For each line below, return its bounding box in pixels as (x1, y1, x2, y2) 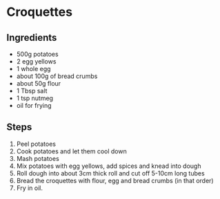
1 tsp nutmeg (16, 94, 53, 102)
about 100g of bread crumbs (16, 72, 98, 80)
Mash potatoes (16, 154, 59, 162)
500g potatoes (16, 50, 59, 58)
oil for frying (16, 102, 52, 109)
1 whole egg (16, 65, 51, 73)
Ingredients (6, 32, 57, 44)
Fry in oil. (16, 184, 43, 192)
